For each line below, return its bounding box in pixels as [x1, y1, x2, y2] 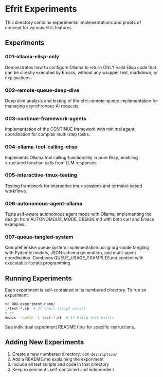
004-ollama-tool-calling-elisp [5, 143, 78, 150]
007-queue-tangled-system [5, 234, 73, 240]
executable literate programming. [5, 260, 72, 266]
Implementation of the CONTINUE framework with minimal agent [5, 126, 135, 132]
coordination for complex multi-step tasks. [5, 131, 90, 137]
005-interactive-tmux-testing [5, 171, 77, 178]
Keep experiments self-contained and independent [12, 366, 114, 372]
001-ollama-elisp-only [5, 53, 59, 60]
